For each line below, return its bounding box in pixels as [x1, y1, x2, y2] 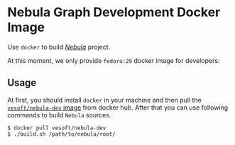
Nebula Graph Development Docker [7, 4, 221, 21]
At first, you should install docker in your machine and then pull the [7, 95, 202, 104]
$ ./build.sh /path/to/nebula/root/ [7, 130, 116, 138]
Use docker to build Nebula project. [7, 42, 111, 51]
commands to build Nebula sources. [7, 110, 111, 119]
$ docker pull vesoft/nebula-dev [7, 124, 106, 132]
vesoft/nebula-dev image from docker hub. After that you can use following [7, 103, 229, 112]
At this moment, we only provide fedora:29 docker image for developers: [7, 56, 220, 64]
